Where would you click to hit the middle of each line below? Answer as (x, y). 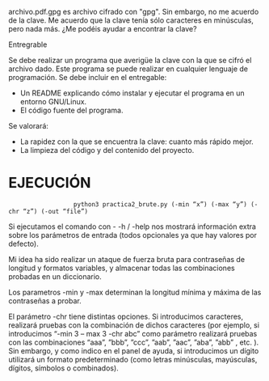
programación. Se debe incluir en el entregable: (88, 77)
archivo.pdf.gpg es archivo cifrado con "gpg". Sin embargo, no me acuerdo (134, 12)
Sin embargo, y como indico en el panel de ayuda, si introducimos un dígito (134, 350)
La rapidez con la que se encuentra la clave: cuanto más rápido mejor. (137, 142)
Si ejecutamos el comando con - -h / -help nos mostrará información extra (132, 226)
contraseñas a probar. (45, 301)
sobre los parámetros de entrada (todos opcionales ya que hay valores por (132, 235)
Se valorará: (28, 126)
